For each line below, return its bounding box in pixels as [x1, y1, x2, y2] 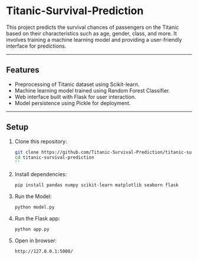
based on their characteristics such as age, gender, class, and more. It [6, 29, 177, 37]
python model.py [14, 205, 55, 210]
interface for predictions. [6, 42, 67, 50]
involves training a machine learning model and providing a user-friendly [6, 36, 183, 43]
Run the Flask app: [14, 215, 60, 222]
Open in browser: [14, 237, 57, 244]
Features [6, 65, 39, 75]
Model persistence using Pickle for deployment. [14, 99, 131, 107]
